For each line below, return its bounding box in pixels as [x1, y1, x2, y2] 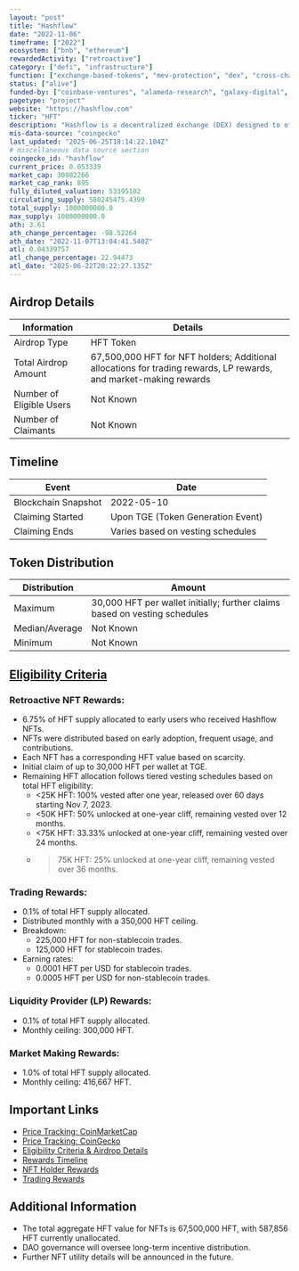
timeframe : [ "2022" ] [9, 37, 86, 47]
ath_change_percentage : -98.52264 [9, 228, 138, 237]
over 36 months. [57, 864, 118, 874]
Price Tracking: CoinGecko [21, 1136, 121, 1146]
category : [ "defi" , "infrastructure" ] [9, 63, 153, 72]
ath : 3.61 [9, 220, 46, 229]
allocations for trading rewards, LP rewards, [90, 362, 273, 374]
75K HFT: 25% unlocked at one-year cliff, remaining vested [57, 855, 275, 865]
